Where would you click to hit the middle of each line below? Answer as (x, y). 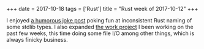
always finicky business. (37, 40)
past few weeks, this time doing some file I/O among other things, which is (100, 33)
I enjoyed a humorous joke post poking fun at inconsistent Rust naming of (99, 20)
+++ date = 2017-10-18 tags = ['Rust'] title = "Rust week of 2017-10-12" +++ (102, 9)
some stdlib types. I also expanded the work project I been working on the (100, 27)
